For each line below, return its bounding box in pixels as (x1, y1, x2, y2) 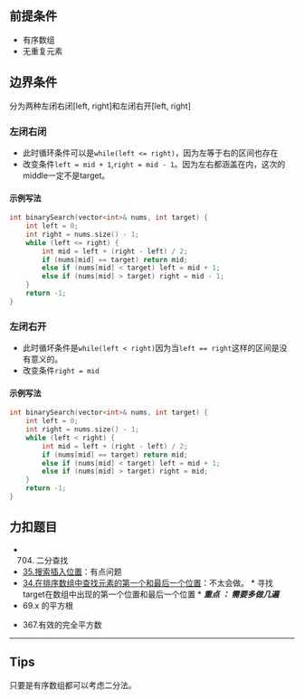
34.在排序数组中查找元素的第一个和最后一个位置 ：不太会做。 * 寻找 (22, 577, 273, 588)
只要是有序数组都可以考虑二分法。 (9, 679, 137, 690)
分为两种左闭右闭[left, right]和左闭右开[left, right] (9, 100, 192, 111)
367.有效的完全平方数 (22, 619, 102, 630)
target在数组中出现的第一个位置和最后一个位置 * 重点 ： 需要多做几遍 (22, 589, 280, 600)
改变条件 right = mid (22, 365, 100, 376)
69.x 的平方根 (22, 600, 74, 610)
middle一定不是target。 (22, 170, 110, 181)
